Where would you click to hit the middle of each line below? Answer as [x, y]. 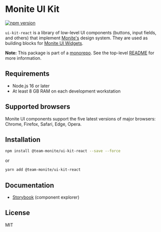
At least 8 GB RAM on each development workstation [66, 91]
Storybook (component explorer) [46, 197]
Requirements [27, 74]
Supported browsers [38, 107]
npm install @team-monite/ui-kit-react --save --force [63, 151]
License [18, 213]
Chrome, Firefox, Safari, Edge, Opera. [43, 124]
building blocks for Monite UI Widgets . [44, 43]
